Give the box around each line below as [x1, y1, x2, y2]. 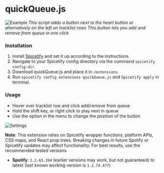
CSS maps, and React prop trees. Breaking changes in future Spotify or [5, 137, 149, 143]
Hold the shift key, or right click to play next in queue [12, 108, 119, 113]
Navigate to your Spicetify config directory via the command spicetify [12, 59, 155, 65]
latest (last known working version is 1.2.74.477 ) [12, 162, 111, 168]
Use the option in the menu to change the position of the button [12, 113, 141, 119]
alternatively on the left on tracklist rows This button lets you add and [5, 24, 146, 30]
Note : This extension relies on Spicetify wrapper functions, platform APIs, [5, 132, 154, 138]
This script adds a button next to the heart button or [28, 20, 134, 25]
